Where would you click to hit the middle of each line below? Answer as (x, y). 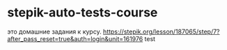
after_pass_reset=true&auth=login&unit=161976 (75, 38)
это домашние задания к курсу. (55, 32)
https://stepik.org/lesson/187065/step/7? (162, 32)
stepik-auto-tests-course (83, 13)
